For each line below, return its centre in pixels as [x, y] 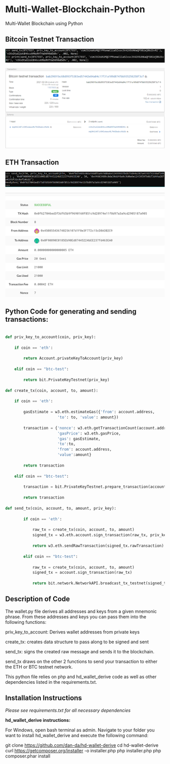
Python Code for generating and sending [71, 311]
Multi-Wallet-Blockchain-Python [75, 9]
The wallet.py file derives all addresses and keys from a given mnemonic [81, 611]
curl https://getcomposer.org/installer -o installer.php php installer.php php [83, 750]
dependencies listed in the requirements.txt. [51, 682]
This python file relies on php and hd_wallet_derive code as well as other [81, 677]
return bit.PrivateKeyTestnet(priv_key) [67, 380]
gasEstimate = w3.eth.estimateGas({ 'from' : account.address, [89, 412]
